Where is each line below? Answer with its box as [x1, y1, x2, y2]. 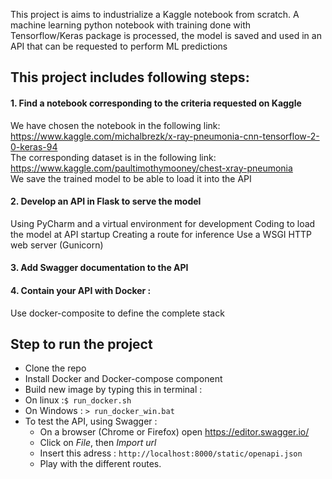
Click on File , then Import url [39, 437, 157, 449]
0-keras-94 [10, 140, 58, 153]
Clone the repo [24, 362, 87, 374]
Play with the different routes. [39, 458, 162, 470]
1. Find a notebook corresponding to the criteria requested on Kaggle [10, 97, 302, 109]
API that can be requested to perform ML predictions [10, 40, 228, 52]
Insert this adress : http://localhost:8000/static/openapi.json [39, 447, 303, 459]
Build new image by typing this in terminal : [24, 384, 203, 396]
